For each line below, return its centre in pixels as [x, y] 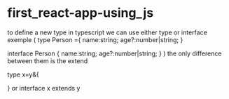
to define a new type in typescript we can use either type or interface [107, 32]
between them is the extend [48, 60]
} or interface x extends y [44, 88]
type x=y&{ [23, 74]
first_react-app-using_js [81, 13]
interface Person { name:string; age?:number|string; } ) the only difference [114, 53]
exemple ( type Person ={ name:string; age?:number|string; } [95, 39]
